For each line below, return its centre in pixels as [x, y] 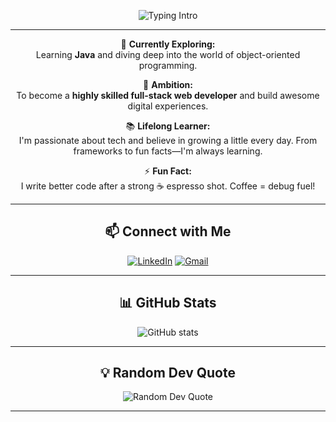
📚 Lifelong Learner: [168, 126]
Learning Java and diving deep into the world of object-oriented [168, 54]
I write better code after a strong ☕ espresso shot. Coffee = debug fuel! [168, 186]
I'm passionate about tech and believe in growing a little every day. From [168, 140]
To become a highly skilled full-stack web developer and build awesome [168, 95]
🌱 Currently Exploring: [168, 44]
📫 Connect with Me [168, 231]
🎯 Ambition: [168, 84]
